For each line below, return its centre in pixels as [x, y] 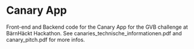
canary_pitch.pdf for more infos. [46, 39]
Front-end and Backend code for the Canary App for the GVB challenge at [97, 27]
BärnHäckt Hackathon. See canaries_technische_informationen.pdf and [94, 33]
